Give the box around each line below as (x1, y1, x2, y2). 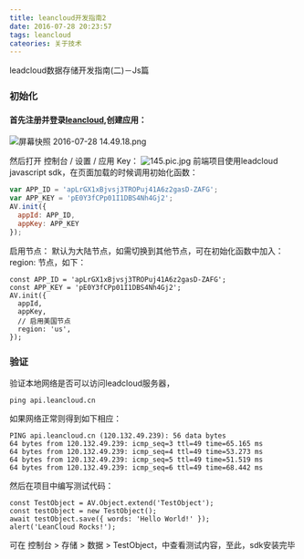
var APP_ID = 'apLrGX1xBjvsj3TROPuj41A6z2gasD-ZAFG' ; (9, 185, 219, 194)
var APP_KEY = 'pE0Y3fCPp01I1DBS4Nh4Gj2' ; (9, 193, 173, 203)
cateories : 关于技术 (9, 38, 82, 48)
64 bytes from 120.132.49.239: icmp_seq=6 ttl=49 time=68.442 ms (9, 462, 263, 472)
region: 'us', (17, 325, 71, 334)
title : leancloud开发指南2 (9, 13, 107, 23)
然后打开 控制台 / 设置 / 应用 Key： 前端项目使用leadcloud (9, 156, 278, 167)
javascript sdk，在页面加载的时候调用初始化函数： (9, 167, 198, 178)
